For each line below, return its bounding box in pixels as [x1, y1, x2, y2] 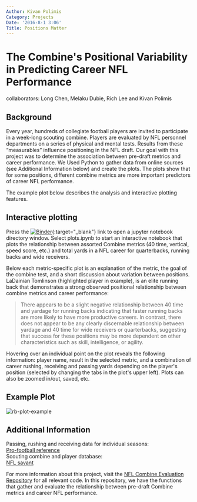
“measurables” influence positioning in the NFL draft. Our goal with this [6, 147, 179, 153]
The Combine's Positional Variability [6, 51, 188, 64]
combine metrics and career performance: [6, 289, 109, 296]
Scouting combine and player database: [6, 453, 103, 460]
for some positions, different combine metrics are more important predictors [6, 171, 191, 179]
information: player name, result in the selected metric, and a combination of [6, 356, 192, 363]
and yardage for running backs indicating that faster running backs [20, 307, 183, 314]
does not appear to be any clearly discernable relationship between [20, 319, 185, 327]
